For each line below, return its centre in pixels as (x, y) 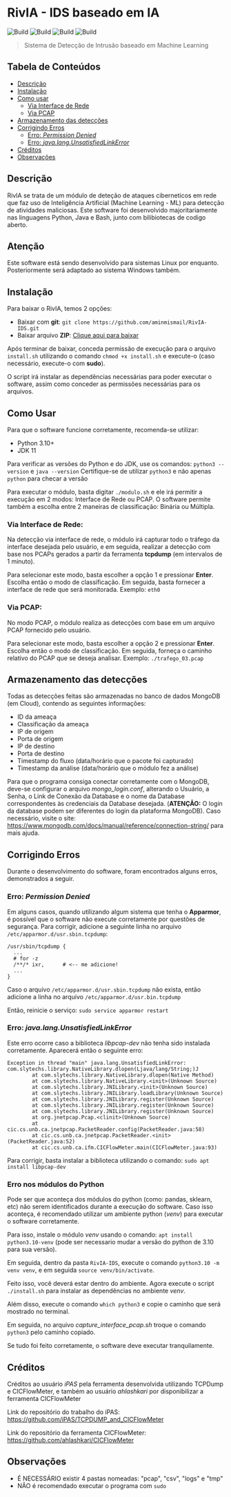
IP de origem (35, 732)
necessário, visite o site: (41, 818)
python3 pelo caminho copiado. (51, 1332)
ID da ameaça (37, 717)
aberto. (17, 224)
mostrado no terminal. (39, 1312)
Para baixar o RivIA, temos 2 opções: (60, 309)
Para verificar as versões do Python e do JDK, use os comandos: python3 (111, 464)
